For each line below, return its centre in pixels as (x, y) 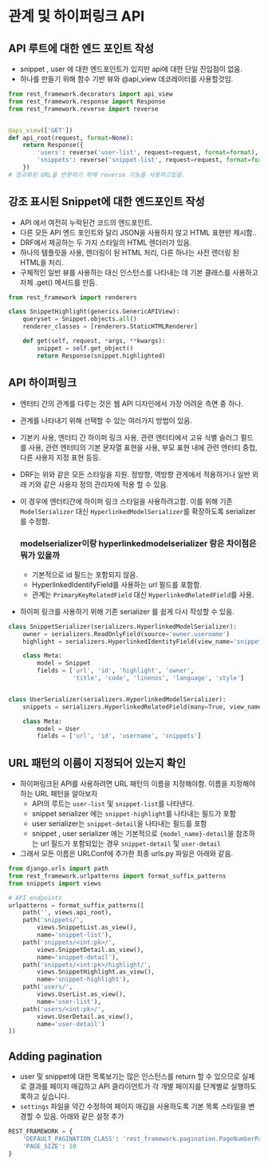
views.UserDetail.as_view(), (85, 1017)
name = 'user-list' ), (69, 1001)
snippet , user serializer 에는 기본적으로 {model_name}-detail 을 (133, 834)
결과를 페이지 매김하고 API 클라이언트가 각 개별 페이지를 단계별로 (129, 1087)
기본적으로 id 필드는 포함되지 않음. (85, 575)
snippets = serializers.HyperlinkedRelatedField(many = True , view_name (142, 707)
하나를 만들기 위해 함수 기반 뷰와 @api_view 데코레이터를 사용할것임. (126, 79)
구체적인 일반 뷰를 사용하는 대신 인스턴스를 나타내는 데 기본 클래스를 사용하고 (139, 272)
